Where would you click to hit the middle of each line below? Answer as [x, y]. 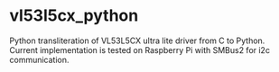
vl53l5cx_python [74, 16]
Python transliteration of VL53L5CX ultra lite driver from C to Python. [137, 40]
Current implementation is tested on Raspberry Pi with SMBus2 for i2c [140, 49]
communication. [39, 59]
